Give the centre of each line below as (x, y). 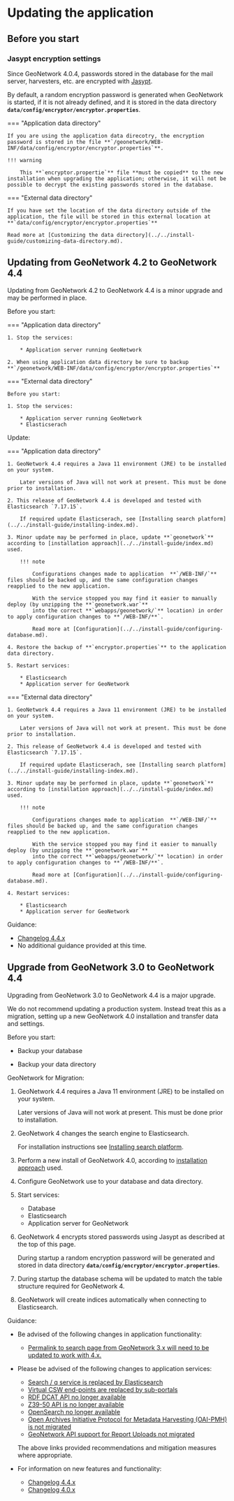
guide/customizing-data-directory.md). (65, 241)
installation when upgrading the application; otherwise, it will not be (117, 179)
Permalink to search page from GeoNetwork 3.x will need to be (118, 1347)
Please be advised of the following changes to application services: (114, 1368)
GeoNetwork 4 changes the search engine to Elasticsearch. (103, 1133)
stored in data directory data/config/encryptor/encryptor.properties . (118, 1265)
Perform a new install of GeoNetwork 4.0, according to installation (112, 1160)
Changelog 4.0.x (51, 1489)
